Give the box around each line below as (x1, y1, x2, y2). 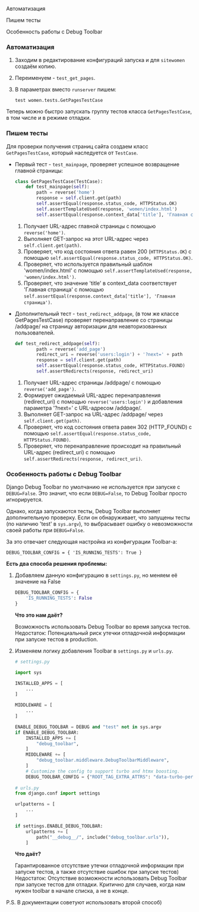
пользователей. (14, 329, 55, 336)
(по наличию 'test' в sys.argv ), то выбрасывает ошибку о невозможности (6, 520, 193, 528)
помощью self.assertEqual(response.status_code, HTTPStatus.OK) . (23, 254, 193, 261)
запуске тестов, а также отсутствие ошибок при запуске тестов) (14, 868, 179, 876)
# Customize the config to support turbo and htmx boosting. (26, 768, 180, 774)
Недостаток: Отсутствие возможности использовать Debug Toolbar (14, 874, 187, 882)
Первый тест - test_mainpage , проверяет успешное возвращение (14, 160, 180, 167)
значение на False (14, 578, 61, 585)
